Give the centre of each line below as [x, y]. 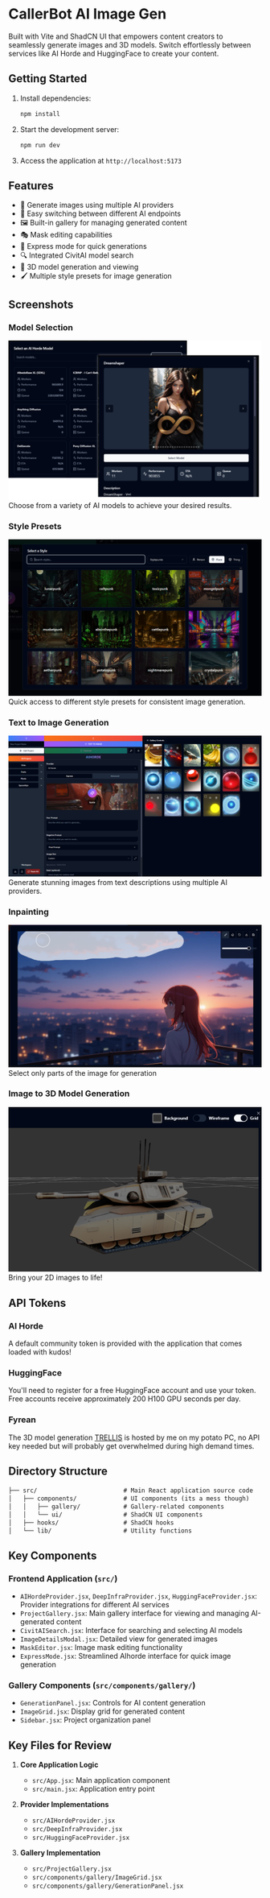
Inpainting [29, 912]
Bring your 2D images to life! [55, 1278]
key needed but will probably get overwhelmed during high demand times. [131, 1445]
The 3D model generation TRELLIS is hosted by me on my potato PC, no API [134, 1437]
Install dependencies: [55, 98]
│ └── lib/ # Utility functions [100, 1531]
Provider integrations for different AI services [95, 1605]
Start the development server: [70, 129]
